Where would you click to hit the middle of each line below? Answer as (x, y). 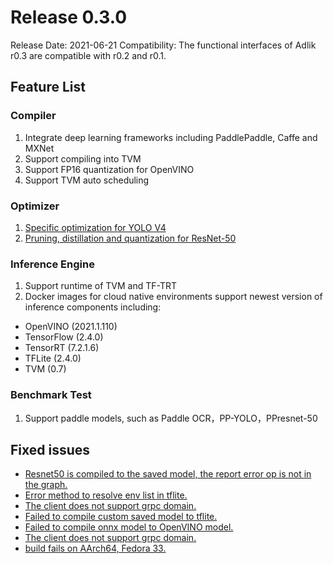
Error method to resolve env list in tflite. (106, 495)
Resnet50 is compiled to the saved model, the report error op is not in (168, 474)
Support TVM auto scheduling (87, 180)
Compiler (33, 116)
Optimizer (35, 206)
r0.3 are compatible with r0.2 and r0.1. (88, 55)
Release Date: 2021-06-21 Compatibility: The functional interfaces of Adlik (163, 45)
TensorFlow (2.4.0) (64, 337)
